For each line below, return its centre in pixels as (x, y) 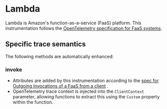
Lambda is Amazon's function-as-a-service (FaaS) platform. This (73, 23)
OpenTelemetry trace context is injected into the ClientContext (78, 91)
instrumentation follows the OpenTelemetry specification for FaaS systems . (84, 28)
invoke (14, 69)
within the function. (33, 102)
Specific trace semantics (46, 44)
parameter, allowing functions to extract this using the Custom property (86, 97)
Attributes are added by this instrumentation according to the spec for (86, 81)
